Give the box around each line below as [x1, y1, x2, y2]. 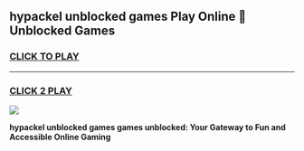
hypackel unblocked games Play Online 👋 [9, 9, 247, 24]
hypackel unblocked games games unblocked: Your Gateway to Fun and [9, 121, 287, 132]
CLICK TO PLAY [9, 51, 80, 63]
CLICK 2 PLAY [9, 84, 72, 97]
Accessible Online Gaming [9, 131, 111, 142]
